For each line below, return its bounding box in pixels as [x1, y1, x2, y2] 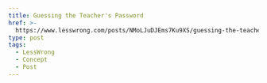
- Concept [15, 56, 48, 64]
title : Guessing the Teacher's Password [8, 11, 145, 20]
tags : [8, 41, 26, 49]
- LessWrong [15, 48, 56, 56]
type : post [8, 33, 44, 42]
